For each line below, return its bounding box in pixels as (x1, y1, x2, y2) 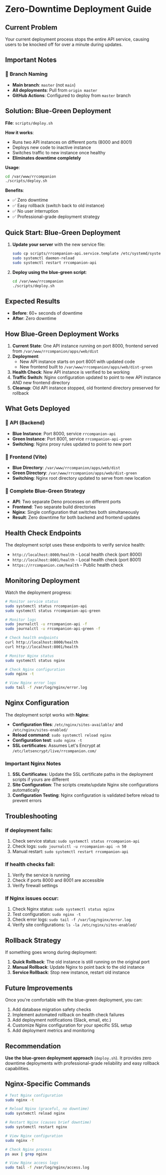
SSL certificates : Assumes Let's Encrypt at (12, 742, 101, 748)
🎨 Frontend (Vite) (5, 453, 47, 460)
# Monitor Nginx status (5, 653, 54, 658)
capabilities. (5, 1065, 30, 1071)
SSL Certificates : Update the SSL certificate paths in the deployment (12, 771, 153, 777)
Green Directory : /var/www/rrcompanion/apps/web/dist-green (12, 470, 137, 476)
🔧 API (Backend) (5, 419, 45, 426)
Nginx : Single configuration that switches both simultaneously (12, 509, 139, 515)
